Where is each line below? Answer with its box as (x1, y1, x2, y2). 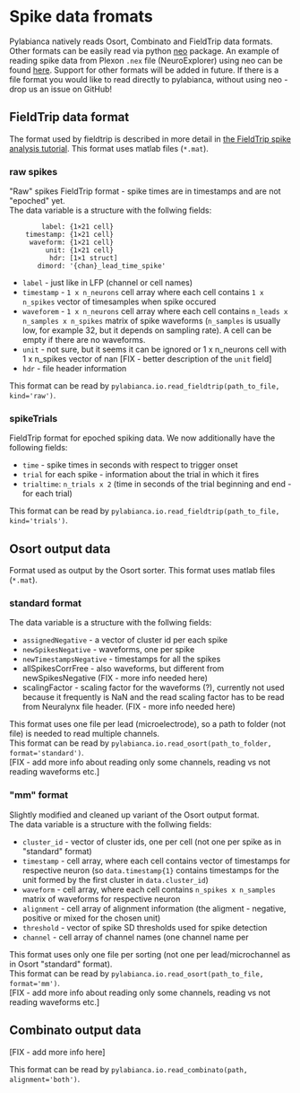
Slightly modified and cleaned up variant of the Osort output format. (9, 809, 260, 820)
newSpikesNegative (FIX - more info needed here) (21, 673, 209, 684)
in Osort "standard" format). (9, 958, 113, 969)
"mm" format (9, 789, 69, 801)
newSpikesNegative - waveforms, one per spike (21, 644, 195, 655)
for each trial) (21, 488, 73, 499)
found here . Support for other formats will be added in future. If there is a (9, 65, 279, 75)
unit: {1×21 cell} (45, 246, 115, 255)
